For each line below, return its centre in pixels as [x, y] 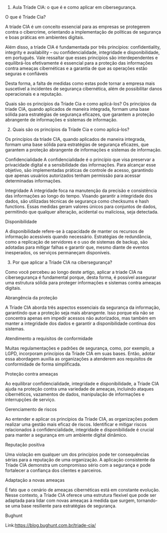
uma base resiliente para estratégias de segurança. [64, 506]
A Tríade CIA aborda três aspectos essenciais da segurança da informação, [83, 307]
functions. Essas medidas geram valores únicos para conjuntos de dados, [81, 207]
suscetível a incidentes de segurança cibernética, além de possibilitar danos [83, 89]
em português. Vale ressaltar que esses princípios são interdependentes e [82, 58]
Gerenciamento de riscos [31, 409]
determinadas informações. [33, 181]
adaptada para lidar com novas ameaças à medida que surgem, [71, 500]
